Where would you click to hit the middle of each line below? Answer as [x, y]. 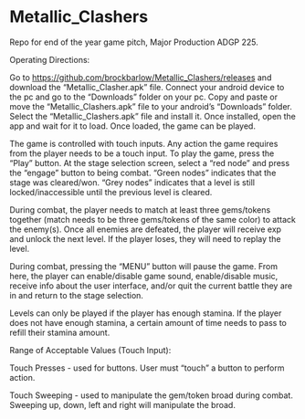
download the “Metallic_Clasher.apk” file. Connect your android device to [147, 87]
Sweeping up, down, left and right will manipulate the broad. [122, 404]
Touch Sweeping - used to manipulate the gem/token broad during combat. [152, 395]
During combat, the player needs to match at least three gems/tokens [140, 209]
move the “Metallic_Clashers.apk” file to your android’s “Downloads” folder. [151, 106]
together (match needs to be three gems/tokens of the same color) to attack [153, 219]
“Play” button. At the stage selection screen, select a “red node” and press [150, 162]
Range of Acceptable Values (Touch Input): [90, 350]
